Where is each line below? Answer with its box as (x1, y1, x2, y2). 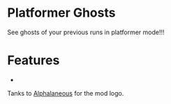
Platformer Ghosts (7, 5, 116, 21)
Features (7, 52, 60, 68)
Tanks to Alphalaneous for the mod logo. (7, 89, 124, 97)
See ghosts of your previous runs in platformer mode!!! (7, 28, 165, 36)
